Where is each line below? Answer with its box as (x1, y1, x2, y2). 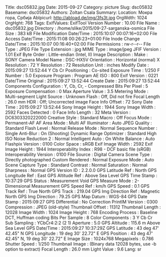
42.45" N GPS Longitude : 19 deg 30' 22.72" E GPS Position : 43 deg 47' (5, 230, 153, 236)
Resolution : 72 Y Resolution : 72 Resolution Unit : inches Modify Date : (5, 62, 149, 68)
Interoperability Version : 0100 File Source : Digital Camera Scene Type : (5, 152, 153, 157)
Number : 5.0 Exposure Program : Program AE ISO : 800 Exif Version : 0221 (5, 73, 159, 78)
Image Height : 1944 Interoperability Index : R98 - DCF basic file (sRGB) (5, 146, 151, 152)
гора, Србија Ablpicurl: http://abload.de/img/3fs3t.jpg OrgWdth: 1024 (5, 15, 147, 20)
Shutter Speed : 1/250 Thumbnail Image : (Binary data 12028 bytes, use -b (5, 241, 157, 247)
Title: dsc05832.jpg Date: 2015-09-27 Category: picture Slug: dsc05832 (5, 4, 153, 10)
